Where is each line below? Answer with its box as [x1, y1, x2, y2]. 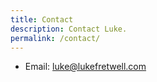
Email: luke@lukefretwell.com [24, 61, 147, 73]
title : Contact [10, 14, 74, 25]
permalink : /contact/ [10, 33, 101, 43]
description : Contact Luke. [10, 24, 128, 34]
